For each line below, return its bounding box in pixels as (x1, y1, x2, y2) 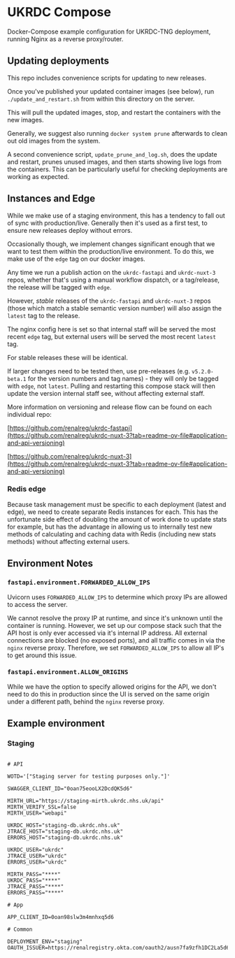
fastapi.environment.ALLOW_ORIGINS (7, 669, 129, 676)
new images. (7, 115, 44, 124)
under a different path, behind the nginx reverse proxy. (7, 697, 165, 706)
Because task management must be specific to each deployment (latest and (7, 500, 227, 508)
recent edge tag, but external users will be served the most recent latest (7, 332, 217, 341)
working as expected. (7, 172, 70, 180)
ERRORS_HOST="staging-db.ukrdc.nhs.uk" (7, 834, 124, 841)
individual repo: (7, 410, 52, 418)
